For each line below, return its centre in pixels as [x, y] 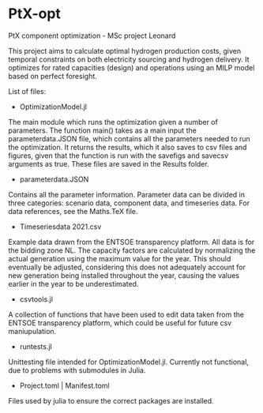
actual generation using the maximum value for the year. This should [120, 258]
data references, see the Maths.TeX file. [73, 211]
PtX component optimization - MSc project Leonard [92, 36]
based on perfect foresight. [53, 76]
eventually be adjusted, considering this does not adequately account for [127, 267]
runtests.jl [36, 346]
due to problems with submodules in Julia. [77, 370]
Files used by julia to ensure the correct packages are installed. [111, 400]
